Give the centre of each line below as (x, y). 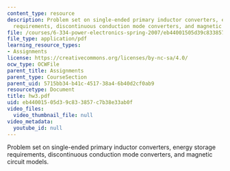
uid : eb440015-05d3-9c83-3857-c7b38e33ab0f (70, 103)
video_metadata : (30, 121)
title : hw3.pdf (29, 96)
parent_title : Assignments (46, 70)
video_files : (26, 109)
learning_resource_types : (44, 45)
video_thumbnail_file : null (53, 115)
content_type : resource (41, 13)
